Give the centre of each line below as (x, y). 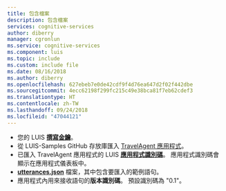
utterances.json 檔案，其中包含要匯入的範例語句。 (90, 172)
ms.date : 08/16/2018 (37, 71)
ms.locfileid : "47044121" (44, 116)
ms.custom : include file (43, 65)
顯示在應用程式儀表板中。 (54, 163)
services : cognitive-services (51, 26)
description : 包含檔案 (38, 20)
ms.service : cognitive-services (54, 46)
